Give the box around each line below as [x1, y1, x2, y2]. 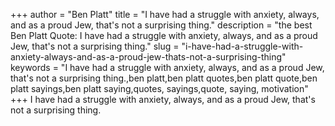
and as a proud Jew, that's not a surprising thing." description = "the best [10, 19, 313, 31]
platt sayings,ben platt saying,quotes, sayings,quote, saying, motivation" [10, 83, 309, 94]
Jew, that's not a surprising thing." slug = [10, 40, 180, 52]
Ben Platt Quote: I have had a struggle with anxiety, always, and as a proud [10, 30, 318, 41]
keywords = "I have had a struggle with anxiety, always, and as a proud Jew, [10, 62, 325, 73]
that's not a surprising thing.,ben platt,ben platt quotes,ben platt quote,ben [10, 72, 318, 84]
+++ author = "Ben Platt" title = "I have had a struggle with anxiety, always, [10, 9, 320, 20]
